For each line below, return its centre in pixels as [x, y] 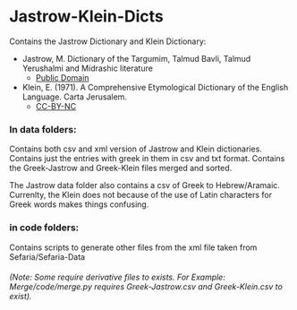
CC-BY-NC [56, 106]
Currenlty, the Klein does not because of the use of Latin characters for [141, 195]
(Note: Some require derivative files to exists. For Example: [117, 277]
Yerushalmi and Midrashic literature [88, 68]
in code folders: [44, 228]
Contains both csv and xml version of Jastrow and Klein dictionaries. [136, 149]
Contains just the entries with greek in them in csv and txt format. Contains [147, 159]
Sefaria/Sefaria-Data [47, 256]
